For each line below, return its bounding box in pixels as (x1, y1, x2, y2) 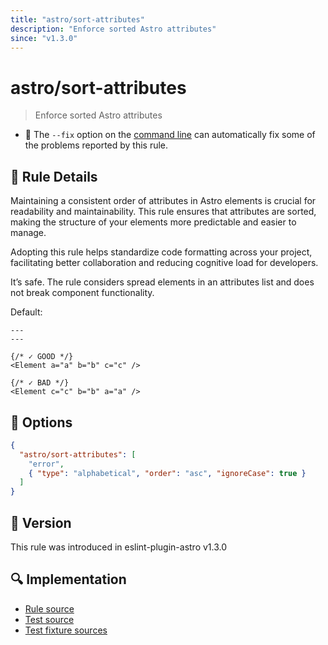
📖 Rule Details (10, 168, 98, 185)
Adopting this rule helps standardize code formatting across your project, (10, 246, 313, 258)
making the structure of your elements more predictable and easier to (10, 216, 297, 228)
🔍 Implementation (10, 571, 127, 588)
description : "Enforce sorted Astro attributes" (10, 24, 217, 34)
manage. (10, 227, 47, 239)
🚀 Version (10, 514, 72, 531)
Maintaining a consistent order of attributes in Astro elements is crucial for (10, 195, 317, 207)
